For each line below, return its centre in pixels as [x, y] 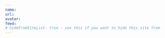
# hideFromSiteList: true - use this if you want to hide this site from [83, 28]
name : [11, 10]
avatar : [13, 19]
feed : [11, 23]
